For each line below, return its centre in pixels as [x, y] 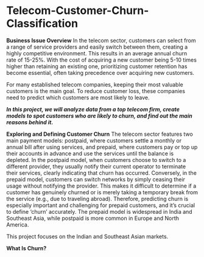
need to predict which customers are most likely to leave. [78, 97]
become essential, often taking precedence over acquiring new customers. [100, 72]
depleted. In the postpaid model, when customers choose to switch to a [96, 160]
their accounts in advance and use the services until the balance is [90, 153]
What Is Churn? [26, 248]
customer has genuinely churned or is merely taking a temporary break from [102, 192]
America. [18, 224]
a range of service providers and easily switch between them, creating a [97, 47]
